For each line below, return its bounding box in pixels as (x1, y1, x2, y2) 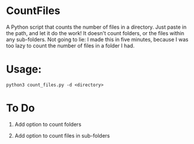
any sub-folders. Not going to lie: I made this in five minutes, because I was (6, 36, 189, 43)
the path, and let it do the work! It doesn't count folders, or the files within (6, 29, 185, 36)
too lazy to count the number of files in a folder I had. (6, 42, 135, 49)
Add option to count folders (14, 121, 82, 128)
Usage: (6, 63, 42, 76)
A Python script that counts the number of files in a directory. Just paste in (6, 23, 187, 30)
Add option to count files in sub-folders (14, 132, 110, 139)
